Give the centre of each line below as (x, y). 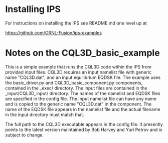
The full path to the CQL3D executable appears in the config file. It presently (84, 124)
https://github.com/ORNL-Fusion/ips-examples (53, 32)
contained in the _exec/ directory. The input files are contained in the (76, 88)
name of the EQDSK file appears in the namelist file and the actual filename (83, 109)
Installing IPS (33, 9)
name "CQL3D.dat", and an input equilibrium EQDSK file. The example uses (83, 77)
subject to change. (25, 135)
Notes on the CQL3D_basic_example (82, 53)
